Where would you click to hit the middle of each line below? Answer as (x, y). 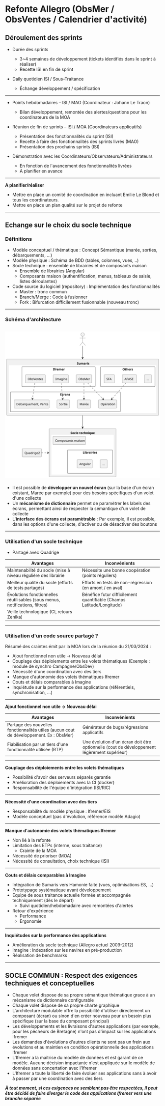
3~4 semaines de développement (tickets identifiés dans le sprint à (88, 59)
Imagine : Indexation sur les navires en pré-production (67, 950)
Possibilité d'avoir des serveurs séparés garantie (61, 777)
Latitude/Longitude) (102, 605)
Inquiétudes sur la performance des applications (56, 936)
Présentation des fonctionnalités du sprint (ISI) (67, 136)
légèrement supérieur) (105, 752)
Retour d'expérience (33, 911)
